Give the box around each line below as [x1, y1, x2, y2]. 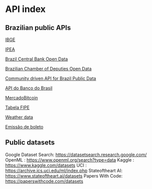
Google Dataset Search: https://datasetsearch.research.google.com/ [5, 151, 147, 157]
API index [5, 3, 46, 15]
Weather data [5, 114, 34, 120]
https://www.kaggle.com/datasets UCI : [5, 162, 87, 168]
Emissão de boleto [5, 124, 44, 129]
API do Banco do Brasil [5, 85, 53, 91]
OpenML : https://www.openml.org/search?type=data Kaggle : [5, 156, 134, 163]
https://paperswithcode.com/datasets [5, 178, 84, 184]
